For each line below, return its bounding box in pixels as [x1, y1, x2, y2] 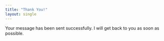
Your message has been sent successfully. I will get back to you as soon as [5, 25, 160, 31]
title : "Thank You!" [5, 7, 48, 12]
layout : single [5, 12, 37, 17]
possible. [5, 30, 24, 36]
